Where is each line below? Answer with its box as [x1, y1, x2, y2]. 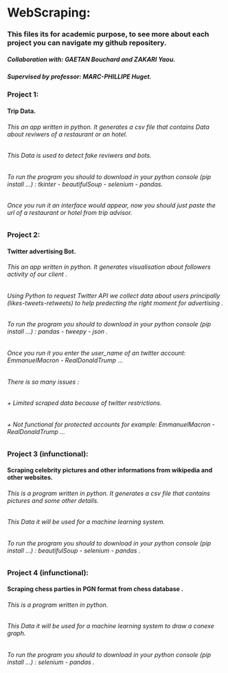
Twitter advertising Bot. [7, 247, 77, 256]
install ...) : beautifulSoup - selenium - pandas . [7, 546, 141, 555]
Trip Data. [7, 107, 36, 115]
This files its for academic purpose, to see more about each [7, 30, 209, 39]
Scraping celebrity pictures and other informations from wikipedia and [7, 466, 213, 475]
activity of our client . [7, 270, 67, 278]
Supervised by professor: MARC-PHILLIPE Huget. [7, 72, 152, 81]
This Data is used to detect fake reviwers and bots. [7, 152, 152, 160]
